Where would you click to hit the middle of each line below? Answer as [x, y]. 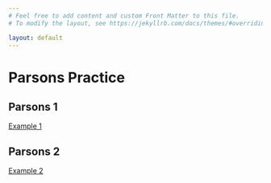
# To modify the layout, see [57, 23]
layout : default [35, 38]
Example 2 [26, 171]
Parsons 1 [33, 106]
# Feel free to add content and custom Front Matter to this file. [124, 16]
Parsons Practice [67, 77]
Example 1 [25, 126]
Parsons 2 [34, 151]
